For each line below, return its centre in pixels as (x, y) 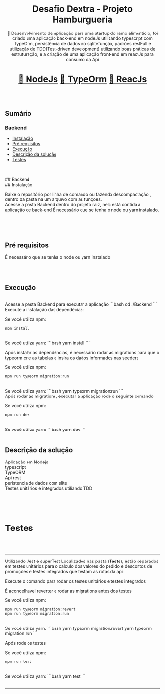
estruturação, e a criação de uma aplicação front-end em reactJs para (82, 54)
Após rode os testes (25, 643)
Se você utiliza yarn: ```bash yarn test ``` (45, 676)
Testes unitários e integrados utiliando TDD (49, 488)
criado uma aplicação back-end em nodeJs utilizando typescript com (82, 38)
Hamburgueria (82, 19)
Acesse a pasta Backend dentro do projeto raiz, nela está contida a (73, 204)
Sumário (18, 114)
